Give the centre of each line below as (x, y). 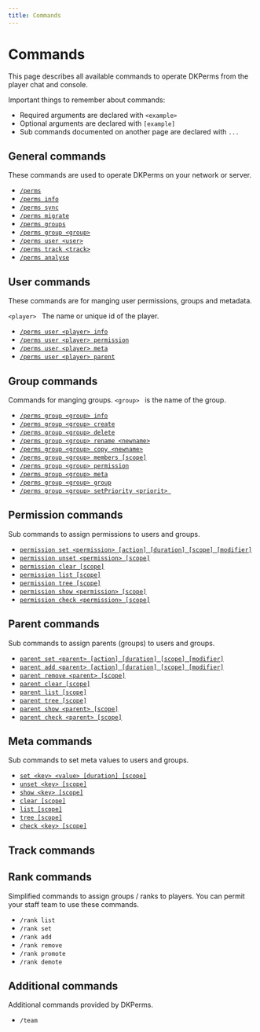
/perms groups (42, 225)
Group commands (53, 381)
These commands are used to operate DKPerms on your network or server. (130, 175)
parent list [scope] (53, 692)
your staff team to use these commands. (74, 904)
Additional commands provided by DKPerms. (81, 1005)
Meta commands (50, 742)
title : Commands (35, 15)
